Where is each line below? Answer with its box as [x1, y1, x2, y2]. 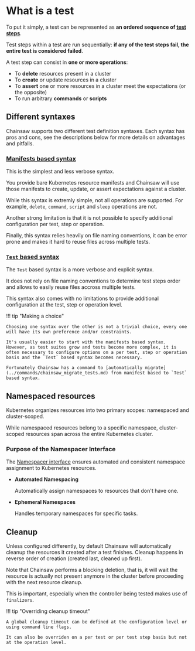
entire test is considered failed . [6, 47, 83, 54]
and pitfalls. [6, 139, 34, 147]
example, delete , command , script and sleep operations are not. [6, 203, 158, 210]
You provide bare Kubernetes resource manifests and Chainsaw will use [6, 179, 180, 186]
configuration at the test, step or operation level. [6, 301, 123, 308]
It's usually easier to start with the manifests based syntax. [6, 339, 166, 345]
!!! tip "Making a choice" [6, 312, 64, 320]
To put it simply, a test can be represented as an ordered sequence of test [6, 23, 186, 30]
